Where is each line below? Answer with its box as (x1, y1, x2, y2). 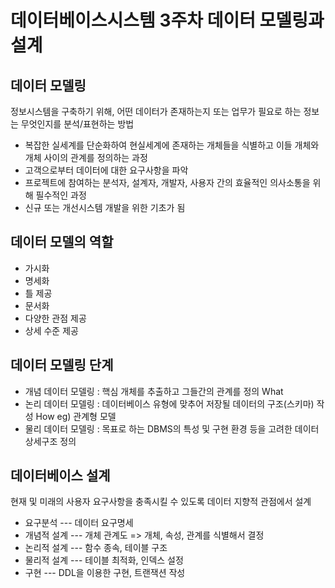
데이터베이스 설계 (10, 467, 111, 485)
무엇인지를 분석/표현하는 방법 (20, 118, 135, 130)
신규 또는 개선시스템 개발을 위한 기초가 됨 (24, 202, 186, 213)
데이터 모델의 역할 (10, 234, 114, 251)
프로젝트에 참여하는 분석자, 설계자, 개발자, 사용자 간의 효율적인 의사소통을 (24, 177, 311, 188)
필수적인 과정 (35, 189, 87, 201)
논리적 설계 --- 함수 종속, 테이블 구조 (24, 542, 168, 554)
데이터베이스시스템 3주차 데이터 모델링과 (10, 9, 325, 32)
